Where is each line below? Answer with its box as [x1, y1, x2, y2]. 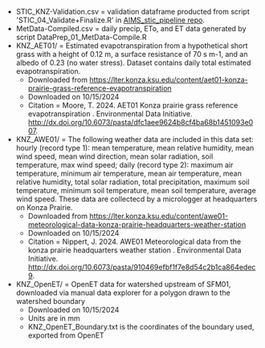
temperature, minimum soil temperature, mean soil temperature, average [15, 186, 257, 195]
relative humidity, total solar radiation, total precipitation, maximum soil [15, 177, 251, 187]
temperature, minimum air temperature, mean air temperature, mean [15, 168, 243, 178]
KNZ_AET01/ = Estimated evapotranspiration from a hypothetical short [15, 41, 248, 51]
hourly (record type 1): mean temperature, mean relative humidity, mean [15, 144, 255, 152]
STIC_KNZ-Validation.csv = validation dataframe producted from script [15, 7, 251, 16]
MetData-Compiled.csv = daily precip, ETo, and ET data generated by [15, 24, 247, 33]
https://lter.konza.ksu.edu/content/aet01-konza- [89, 75, 249, 84]
